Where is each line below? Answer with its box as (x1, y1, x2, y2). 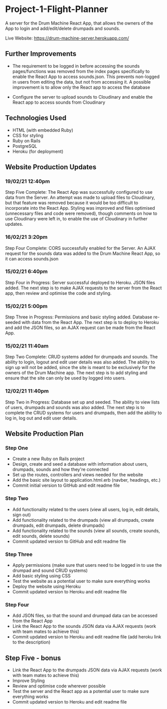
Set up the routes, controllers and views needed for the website (12, 472, 144, 478)
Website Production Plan (5, 430, 84, 438)
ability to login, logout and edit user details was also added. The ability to (5, 359, 156, 365)
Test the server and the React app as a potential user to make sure (12, 688, 150, 694)
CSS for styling (12, 132, 44, 138)
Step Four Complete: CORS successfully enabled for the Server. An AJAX (5, 245, 156, 251)
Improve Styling (12, 677, 45, 684)
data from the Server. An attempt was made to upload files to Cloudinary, (5, 194, 156, 201)
